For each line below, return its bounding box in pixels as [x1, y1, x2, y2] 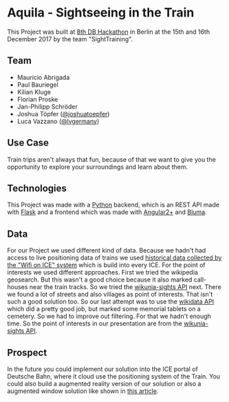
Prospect [7, 346, 47, 359]
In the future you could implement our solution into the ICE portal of [7, 365, 198, 373]
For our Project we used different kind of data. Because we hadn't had [7, 246, 206, 255]
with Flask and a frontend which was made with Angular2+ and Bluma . [7, 208, 208, 216]
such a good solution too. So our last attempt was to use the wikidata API [7, 297, 215, 306]
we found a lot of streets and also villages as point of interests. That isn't [7, 290, 213, 299]
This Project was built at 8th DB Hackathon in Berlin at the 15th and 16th [7, 28, 210, 36]
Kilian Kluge [17, 87, 52, 96]
